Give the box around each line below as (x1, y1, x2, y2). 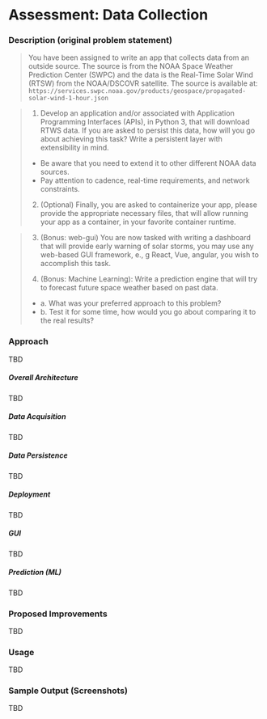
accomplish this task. (40, 259, 112, 269)
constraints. (40, 184, 80, 194)
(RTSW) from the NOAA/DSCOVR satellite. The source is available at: (28, 78, 258, 88)
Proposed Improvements (8, 608, 108, 620)
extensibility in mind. (40, 143, 109, 153)
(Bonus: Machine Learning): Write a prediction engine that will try (40, 274, 258, 284)
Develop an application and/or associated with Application (40, 108, 235, 118)
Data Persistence (8, 450, 68, 460)
